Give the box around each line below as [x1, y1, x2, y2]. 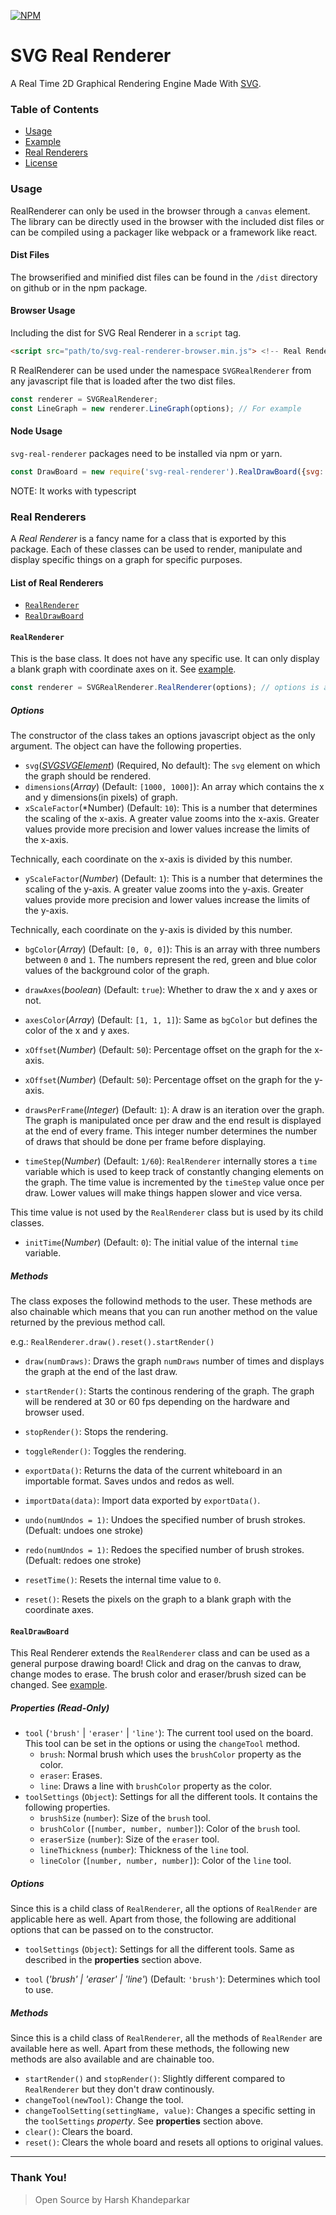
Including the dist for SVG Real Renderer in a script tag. [10, 326, 242, 339]
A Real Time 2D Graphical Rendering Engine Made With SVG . [10, 77, 262, 89]
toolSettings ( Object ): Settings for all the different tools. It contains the [24, 1791, 318, 1803]
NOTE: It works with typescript [10, 485, 137, 497]
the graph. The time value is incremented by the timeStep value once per [24, 1176, 325, 1189]
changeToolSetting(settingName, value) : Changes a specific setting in [24, 2105, 316, 2117]
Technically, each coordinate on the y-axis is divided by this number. [10, 924, 293, 936]
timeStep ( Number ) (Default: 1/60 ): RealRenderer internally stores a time [24, 1155, 318, 1167]
